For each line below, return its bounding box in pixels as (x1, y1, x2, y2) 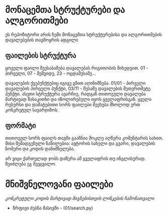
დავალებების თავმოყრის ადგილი (5, 37, 78, 43)
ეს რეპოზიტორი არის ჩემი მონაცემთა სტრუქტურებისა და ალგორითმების (5, 31, 162, 37)
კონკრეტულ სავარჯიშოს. (5, 106, 59, 113)
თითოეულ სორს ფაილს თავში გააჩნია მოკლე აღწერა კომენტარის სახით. (5, 135, 163, 141)
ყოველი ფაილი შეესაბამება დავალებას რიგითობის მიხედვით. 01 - (5, 65, 148, 71)
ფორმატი (5, 122, 36, 130)
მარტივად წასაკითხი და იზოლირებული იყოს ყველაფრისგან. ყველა (5, 96, 152, 102)
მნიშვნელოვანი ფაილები (5, 178, 113, 190)
